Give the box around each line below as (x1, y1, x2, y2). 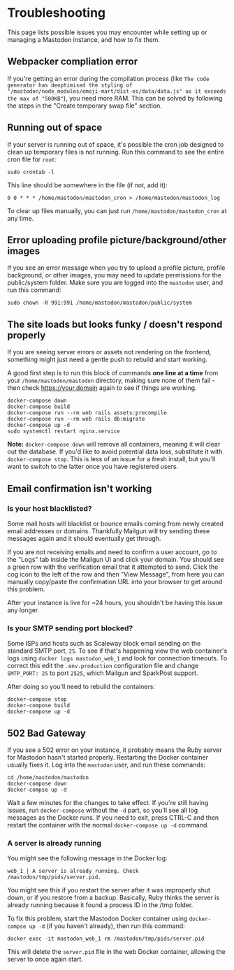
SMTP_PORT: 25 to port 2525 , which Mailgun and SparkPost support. (7, 669, 198, 677)
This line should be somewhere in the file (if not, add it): (7, 180, 168, 189)
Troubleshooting (7, 5, 106, 21)
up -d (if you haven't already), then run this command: (29, 922, 185, 930)
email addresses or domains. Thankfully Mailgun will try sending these (7, 526, 210, 535)
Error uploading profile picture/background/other (7, 234, 227, 246)
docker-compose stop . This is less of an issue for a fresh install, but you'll (7, 455, 216, 463)
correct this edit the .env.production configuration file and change (7, 662, 199, 670)
